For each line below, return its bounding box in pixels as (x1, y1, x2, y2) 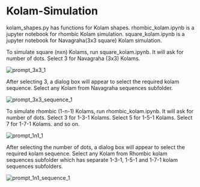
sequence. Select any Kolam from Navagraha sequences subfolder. (6, 84, 173, 91)
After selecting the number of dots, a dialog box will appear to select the (6, 143, 185, 150)
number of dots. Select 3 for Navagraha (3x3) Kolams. (6, 55, 141, 62)
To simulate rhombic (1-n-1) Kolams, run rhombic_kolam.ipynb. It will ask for (6, 107, 194, 114)
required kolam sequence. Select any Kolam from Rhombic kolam (6, 150, 168, 157)
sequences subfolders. (6, 162, 63, 170)
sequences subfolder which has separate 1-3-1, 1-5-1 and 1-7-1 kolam (6, 156, 178, 163)
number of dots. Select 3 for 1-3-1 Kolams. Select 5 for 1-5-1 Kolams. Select (6, 114, 193, 121)
